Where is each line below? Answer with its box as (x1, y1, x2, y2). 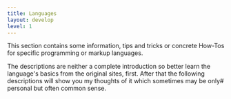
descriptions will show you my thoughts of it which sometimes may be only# (7, 77, 224, 85)
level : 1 (7, 23, 32, 30)
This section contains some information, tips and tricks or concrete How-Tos (7, 42, 225, 50)
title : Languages (7, 10, 57, 17)
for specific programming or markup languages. (7, 49, 143, 57)
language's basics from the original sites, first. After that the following (7, 69, 205, 78)
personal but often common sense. (7, 84, 107, 93)
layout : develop (7, 16, 54, 23)
